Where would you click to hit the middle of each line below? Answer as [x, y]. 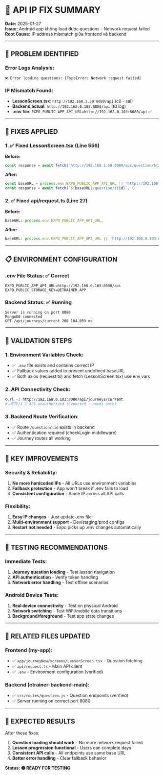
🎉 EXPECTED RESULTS [40, 721]
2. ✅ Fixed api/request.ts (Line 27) [46, 201]
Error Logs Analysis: [30, 68]
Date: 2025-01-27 [23, 24]
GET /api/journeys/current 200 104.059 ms [49, 321]
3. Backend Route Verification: [42, 416]
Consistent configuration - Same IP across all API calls [68, 493]
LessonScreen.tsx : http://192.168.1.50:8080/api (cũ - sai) [72, 101]
